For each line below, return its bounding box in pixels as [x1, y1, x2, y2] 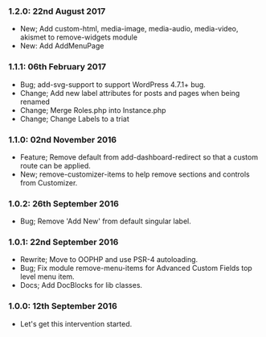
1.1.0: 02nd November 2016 [8, 134, 117, 145]
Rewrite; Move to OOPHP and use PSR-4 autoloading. [19, 255, 198, 264]
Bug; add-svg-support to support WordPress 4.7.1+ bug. [19, 79, 207, 89]
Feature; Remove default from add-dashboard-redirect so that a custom [19, 152, 259, 162]
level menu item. [19, 272, 75, 281]
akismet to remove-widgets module [19, 32, 138, 42]
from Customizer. [19, 177, 78, 187]
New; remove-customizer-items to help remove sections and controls [19, 169, 251, 179]
